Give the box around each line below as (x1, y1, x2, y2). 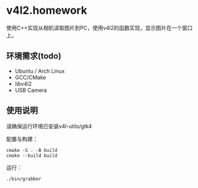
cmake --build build (6, 153, 58, 159)
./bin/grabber (6, 175, 42, 182)
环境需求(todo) (6, 51, 62, 61)
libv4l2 (14, 80, 32, 87)
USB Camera (14, 86, 47, 94)
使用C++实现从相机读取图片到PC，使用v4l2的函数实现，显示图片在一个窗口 (6, 24, 193, 31)
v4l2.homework (6, 4, 88, 17)
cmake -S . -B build (6, 147, 58, 153)
